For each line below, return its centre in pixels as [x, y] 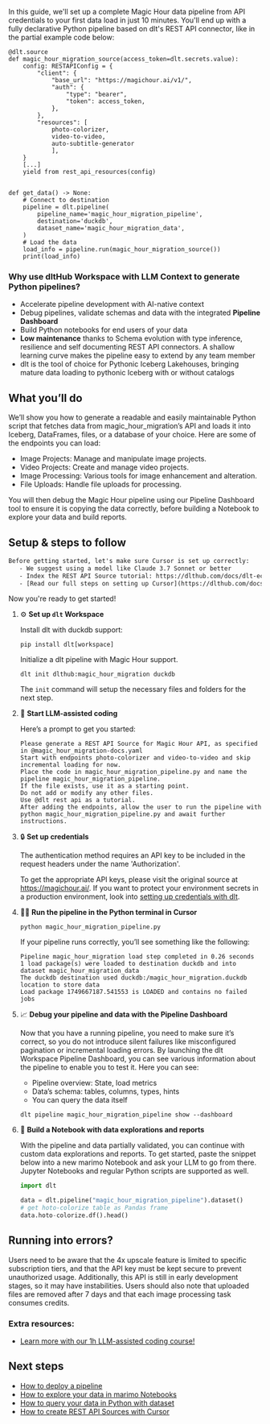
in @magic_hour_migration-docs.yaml [81, 751]
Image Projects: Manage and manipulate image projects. [113, 459]
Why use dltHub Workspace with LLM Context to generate [124, 276]
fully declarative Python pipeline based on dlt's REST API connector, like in [132, 29]
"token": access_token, [106, 101]
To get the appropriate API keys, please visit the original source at [129, 880]
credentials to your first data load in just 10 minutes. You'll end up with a [127, 20]
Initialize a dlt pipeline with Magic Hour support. [99, 660]
